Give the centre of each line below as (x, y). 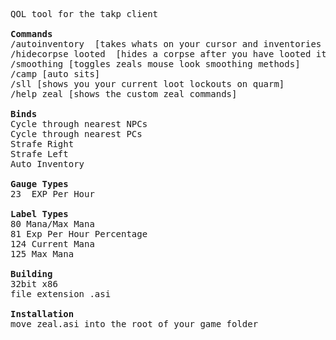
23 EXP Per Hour (52, 194)
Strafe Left (39, 154)
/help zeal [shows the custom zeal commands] (124, 94)
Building (31, 274)
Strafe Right (42, 144)
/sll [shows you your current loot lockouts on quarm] (147, 84)
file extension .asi (61, 294)
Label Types (39, 214)
